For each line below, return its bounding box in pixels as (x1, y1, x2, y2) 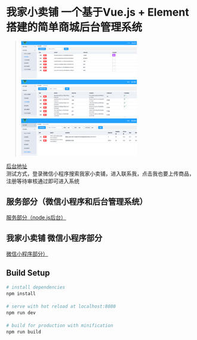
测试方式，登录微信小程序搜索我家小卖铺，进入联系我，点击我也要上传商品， (6, 170, 195, 177)
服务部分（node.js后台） (6, 213, 67, 221)
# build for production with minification (6, 322, 113, 329)
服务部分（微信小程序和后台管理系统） (6, 197, 147, 207)
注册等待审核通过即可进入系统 (6, 177, 79, 185)
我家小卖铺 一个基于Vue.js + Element (6, 5, 189, 19)
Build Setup (6, 267, 50, 278)
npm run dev (6, 309, 36, 315)
